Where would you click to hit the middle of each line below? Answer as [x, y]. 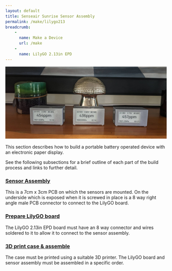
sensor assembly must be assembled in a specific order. [65, 263]
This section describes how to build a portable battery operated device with [85, 147]
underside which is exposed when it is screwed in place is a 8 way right [81, 198]
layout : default [23, 11]
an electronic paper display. [35, 152]
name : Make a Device [41, 38]
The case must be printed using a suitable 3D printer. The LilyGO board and [85, 257]
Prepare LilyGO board [33, 216]
